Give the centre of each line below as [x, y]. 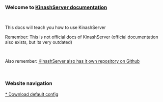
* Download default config [32, 94]
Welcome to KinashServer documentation [56, 7]
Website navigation [29, 83]
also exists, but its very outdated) [39, 42]
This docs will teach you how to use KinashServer [55, 27]
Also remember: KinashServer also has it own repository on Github [72, 61]
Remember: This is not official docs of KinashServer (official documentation [82, 37]
